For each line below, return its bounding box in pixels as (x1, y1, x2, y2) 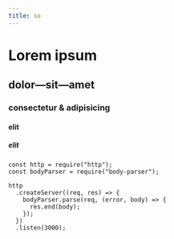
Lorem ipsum (8, 46, 98, 64)
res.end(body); (29, 202, 81, 211)
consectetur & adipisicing (8, 102, 111, 113)
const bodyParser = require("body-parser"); (8, 168, 160, 176)
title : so (8, 11, 42, 20)
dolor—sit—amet (8, 78, 95, 92)
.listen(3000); (15, 224, 67, 232)
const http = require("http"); (8, 160, 113, 168)
